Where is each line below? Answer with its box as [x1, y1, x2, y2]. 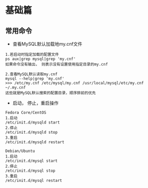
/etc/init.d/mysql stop [5, 168, 56, 173]
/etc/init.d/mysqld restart [5, 140, 65, 145]
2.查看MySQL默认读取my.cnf [5, 72, 58, 77]
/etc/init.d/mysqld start [5, 120, 60, 125]
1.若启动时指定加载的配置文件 [5, 52, 59, 57]
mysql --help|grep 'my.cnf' [5, 76, 65, 81]
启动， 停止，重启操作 [12, 100, 59, 106]
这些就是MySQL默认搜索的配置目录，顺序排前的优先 [5, 90, 96, 96]
